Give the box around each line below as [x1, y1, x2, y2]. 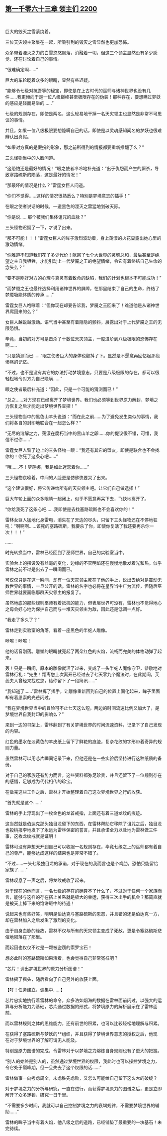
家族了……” [5, 866, 28, 872]
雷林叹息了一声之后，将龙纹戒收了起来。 [5, 877, 88, 883]
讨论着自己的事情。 [22, 56, 62, 62]
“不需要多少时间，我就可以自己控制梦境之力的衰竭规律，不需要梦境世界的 [5, 1102, 156, 1108]
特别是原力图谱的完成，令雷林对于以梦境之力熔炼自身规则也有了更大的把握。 [5, 1047, 162, 1053]
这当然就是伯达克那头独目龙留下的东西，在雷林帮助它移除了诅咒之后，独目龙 [5, 821, 162, 826]
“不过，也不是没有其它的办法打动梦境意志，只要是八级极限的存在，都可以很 [5, 369, 160, 375]
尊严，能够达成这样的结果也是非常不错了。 [13, 850, 101, 856]
